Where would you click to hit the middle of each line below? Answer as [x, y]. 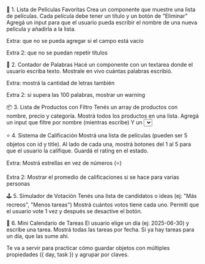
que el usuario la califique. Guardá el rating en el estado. [77, 151]
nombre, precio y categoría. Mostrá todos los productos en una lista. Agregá [102, 116]
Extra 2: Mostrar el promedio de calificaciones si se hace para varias [93, 177]
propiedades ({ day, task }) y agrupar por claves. [68, 255]
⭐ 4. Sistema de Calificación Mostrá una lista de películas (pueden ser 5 [97, 135]
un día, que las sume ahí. [38, 236]
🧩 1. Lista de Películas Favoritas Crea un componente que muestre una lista [101, 9]
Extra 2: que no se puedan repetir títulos [57, 53]
